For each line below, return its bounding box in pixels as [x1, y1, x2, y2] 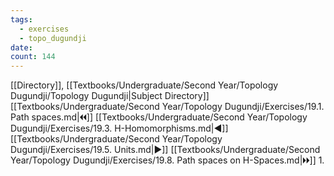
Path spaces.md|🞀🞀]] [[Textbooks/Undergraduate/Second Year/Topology [10, 111, 308, 123]
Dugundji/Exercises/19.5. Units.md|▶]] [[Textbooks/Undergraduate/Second [10, 144, 321, 156]
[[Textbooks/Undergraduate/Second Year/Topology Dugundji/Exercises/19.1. [10, 101, 325, 113]
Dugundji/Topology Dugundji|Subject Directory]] [10, 90, 210, 102]
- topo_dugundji [19, 33, 87, 43]
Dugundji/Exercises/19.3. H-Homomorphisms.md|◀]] [10, 122, 229, 135]
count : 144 [10, 52, 56, 62]
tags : [10, 14, 33, 25]
